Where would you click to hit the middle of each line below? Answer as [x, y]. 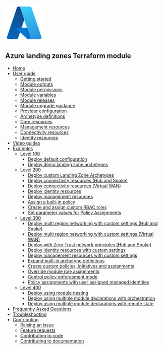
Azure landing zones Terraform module [68, 56]
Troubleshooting [30, 314]
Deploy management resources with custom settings [83, 255]
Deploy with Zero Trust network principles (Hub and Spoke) [90, 245]
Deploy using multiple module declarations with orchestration [91, 298]
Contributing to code [42, 335]
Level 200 [31, 170]
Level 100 [30, 154]
